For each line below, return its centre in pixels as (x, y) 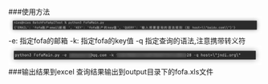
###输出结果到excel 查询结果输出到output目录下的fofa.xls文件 (111, 72)
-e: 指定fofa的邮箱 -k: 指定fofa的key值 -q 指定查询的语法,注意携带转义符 (127, 41)
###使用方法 (29, 12)
